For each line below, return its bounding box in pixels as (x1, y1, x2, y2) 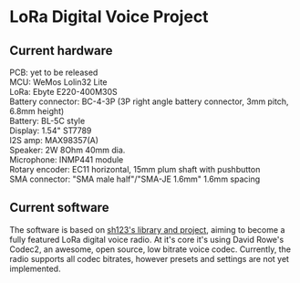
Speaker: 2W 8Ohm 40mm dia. (9, 144, 126, 155)
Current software (9, 200, 109, 215)
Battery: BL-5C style (9, 116, 86, 126)
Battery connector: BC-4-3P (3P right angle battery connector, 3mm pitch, (9, 96, 289, 107)
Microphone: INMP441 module (9, 154, 124, 165)
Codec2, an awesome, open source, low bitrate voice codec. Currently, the (9, 244, 292, 255)
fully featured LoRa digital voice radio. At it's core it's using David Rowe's (9, 234, 284, 245)
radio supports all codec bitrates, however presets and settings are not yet (9, 253, 290, 264)
